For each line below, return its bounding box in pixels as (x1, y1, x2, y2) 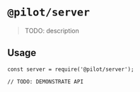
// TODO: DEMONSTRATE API (7, 78, 83, 85)
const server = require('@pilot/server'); (7, 66, 134, 73)
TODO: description (24, 26, 80, 35)
